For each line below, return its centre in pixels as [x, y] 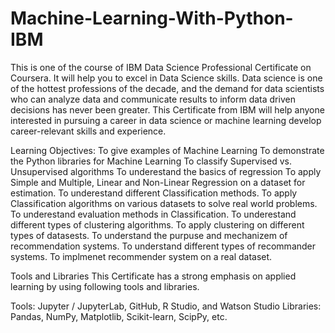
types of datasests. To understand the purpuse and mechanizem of [149, 235]
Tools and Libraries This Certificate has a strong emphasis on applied [153, 276]
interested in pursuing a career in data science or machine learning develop [166, 120]
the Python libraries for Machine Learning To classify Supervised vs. [151, 161]
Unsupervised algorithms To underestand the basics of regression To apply [166, 171]
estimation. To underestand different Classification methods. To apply [154, 193]
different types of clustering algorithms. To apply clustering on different [157, 224]
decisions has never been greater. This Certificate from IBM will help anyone [167, 109]
